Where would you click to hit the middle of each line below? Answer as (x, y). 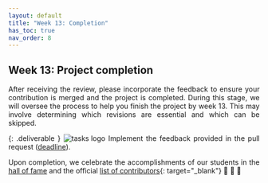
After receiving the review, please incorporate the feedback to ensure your (134, 89)
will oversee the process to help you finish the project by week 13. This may (134, 106)
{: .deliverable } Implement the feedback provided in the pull (134, 138)
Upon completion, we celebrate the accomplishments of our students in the (134, 162)
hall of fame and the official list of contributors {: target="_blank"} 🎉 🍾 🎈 (125, 171)
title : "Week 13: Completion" (59, 23)
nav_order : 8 (30, 38)
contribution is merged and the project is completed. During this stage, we (134, 98)
